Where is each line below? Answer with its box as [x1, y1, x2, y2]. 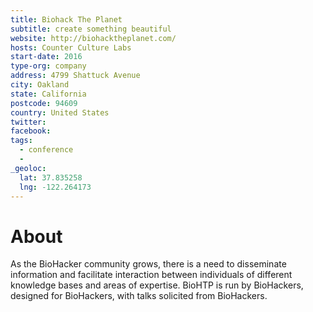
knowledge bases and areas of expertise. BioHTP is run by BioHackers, [10, 279, 304, 291]
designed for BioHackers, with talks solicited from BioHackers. [10, 290, 268, 302]
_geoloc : [10, 163, 47, 173]
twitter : [10, 117, 47, 127]
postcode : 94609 [10, 98, 78, 108]
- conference [19, 145, 74, 155]
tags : [10, 136, 33, 146]
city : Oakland [10, 80, 70, 90]
